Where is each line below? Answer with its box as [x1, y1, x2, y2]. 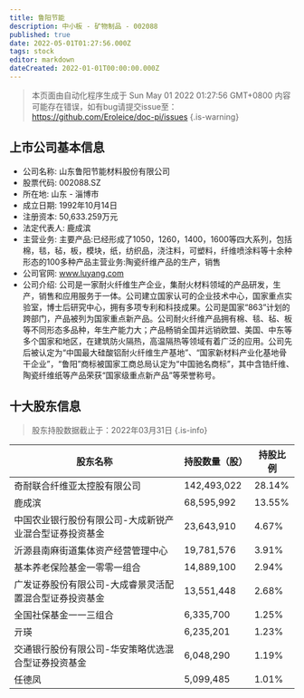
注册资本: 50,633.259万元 [22, 210, 119, 222]
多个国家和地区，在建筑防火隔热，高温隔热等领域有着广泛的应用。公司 [22, 335, 285, 346]
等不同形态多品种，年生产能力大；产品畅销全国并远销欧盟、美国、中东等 [22, 324, 292, 335]
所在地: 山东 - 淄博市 [22, 188, 100, 199]
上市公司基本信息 [9, 140, 105, 155]
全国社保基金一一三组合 [14, 608, 115, 621]
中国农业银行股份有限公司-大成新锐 [14, 513, 166, 526]
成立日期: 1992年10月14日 [22, 199, 118, 210]
